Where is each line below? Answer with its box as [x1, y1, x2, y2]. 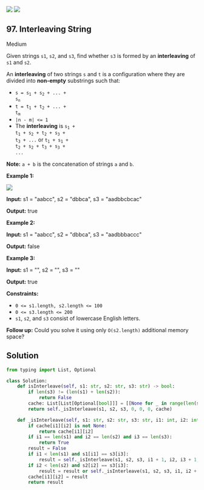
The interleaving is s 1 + [15, 122, 76, 130]
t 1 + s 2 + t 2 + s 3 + [15, 130, 66, 137]
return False [38, 395, 72, 401]
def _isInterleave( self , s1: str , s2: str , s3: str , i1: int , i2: [17, 417, 189, 423]
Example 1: [6, 172, 35, 179]
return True [38, 439, 69, 446]
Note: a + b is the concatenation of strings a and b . [6, 160, 135, 168]
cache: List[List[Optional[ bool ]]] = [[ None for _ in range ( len [28, 400, 194, 407]
